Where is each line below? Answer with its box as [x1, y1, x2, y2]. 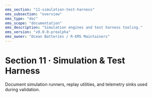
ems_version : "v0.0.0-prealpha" [5, 30, 71, 34]
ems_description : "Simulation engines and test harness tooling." [5, 25, 143, 30]
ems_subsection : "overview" [5, 12, 62, 16]
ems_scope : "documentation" [5, 20, 62, 26]
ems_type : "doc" [5, 16, 38, 21]
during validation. [5, 86, 40, 92]
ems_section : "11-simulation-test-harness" [5, 7, 95, 12]
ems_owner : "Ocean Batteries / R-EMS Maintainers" [5, 34, 110, 39]
